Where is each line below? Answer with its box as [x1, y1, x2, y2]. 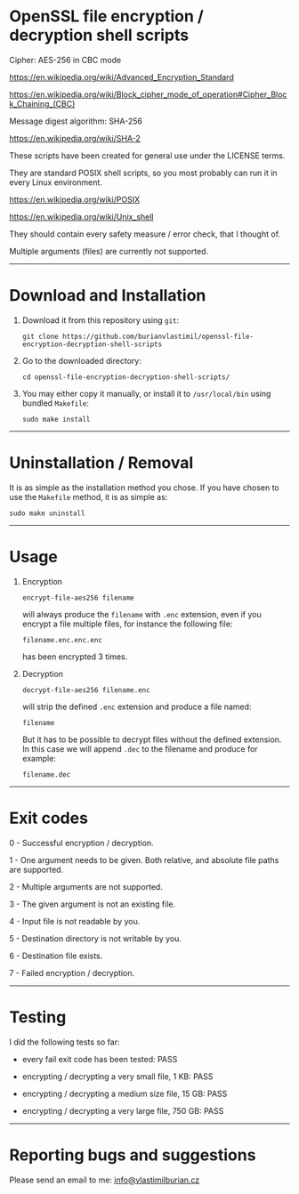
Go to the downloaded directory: [21, 355, 142, 366]
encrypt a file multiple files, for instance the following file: [21, 618, 233, 629]
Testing [9, 1007, 67, 1027]
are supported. [9, 864, 64, 875]
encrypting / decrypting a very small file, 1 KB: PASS [21, 1070, 214, 1082]
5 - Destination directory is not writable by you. [9, 932, 182, 944]
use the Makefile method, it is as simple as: [9, 491, 168, 502]
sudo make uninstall [9, 509, 86, 518]
